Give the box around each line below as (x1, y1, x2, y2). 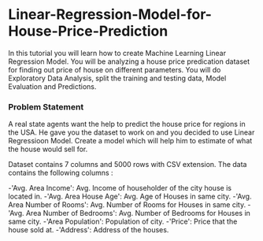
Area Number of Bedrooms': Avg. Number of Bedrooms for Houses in (25, 209, 250, 218)
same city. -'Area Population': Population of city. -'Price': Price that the (8, 217, 238, 226)
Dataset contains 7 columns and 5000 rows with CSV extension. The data (8, 160, 247, 169)
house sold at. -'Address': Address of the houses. (8, 225, 169, 235)
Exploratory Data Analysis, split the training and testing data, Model (8, 73, 227, 83)
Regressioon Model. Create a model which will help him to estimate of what (8, 136, 253, 146)
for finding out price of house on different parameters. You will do (8, 65, 221, 74)
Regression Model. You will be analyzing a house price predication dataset (8, 57, 250, 66)
